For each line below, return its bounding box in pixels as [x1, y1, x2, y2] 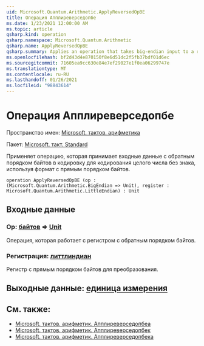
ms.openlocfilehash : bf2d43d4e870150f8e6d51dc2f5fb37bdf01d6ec [6, 54, 170, 60]
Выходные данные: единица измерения [6, 283, 168, 294]
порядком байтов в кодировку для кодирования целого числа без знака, [6, 159, 196, 166]
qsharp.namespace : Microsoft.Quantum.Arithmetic [6, 37, 132, 43]
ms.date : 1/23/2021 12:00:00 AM [6, 20, 88, 26]
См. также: [6, 304, 51, 314]
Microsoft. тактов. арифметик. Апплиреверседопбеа [15, 320, 151, 328]
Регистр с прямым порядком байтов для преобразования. [6, 266, 159, 273]
